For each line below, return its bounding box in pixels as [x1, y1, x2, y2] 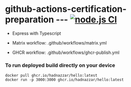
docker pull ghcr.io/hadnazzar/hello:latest [5, 73, 98, 78]
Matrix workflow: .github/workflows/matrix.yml [12, 40, 107, 45]
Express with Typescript [12, 30, 61, 36]
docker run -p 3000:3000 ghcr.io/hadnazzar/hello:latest [5, 78, 124, 83]
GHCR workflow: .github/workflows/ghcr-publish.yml [12, 49, 120, 55]
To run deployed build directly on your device [5, 62, 115, 69]
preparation [5, 14, 54, 25]
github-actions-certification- [5, 3, 127, 15]
